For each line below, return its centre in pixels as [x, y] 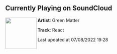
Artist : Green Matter [59, 20]
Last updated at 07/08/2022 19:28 [73, 39]
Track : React [51, 30]
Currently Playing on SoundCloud [59, 8]
